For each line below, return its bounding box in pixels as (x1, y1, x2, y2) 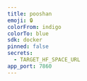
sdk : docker (7, 37, 42, 44)
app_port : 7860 (7, 63, 52, 70)
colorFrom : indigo (7, 23, 62, 30)
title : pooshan (7, 10, 52, 18)
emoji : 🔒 (7, 17, 33, 24)
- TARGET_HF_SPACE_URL (13, 56, 81, 63)
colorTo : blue (7, 30, 50, 37)
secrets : (7, 50, 33, 57)
